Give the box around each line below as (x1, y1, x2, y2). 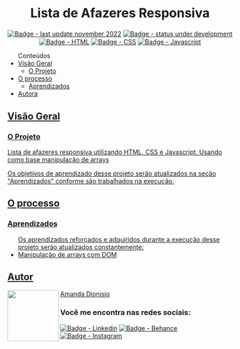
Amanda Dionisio (60, 290, 111, 298)
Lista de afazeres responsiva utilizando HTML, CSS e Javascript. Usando (7, 148, 223, 156)
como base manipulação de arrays (7, 155, 109, 163)
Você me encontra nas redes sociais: (60, 308, 191, 318)
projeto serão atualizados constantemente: (17, 243, 144, 251)
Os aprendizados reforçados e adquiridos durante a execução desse (17, 235, 220, 243)
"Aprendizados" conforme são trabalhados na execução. (7, 176, 174, 185)
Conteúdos (17, 51, 51, 60)
